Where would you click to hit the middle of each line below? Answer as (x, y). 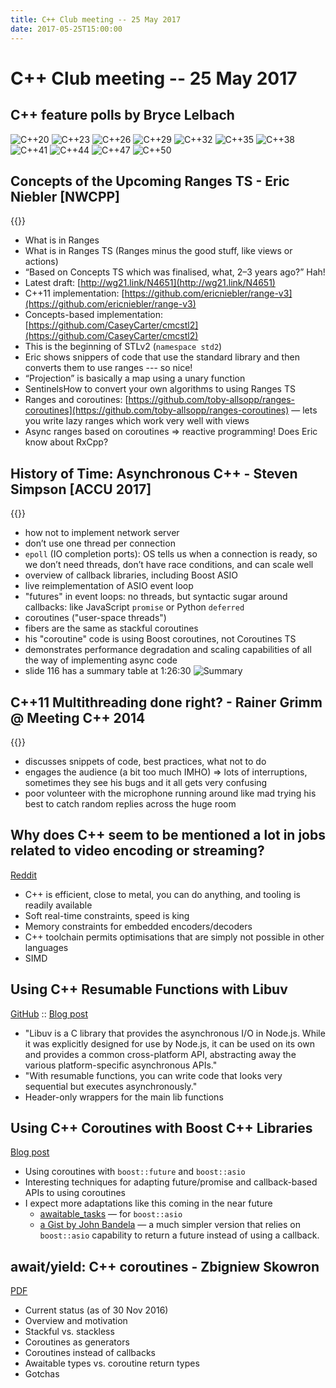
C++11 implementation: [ (74, 293)
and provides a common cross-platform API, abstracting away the (160, 1054)
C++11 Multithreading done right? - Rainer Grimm (166, 702)
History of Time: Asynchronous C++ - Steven (154, 473)
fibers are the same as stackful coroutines (111, 628)
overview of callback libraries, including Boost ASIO (131, 575)
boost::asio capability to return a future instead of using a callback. (179, 1235)
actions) (41, 262)
